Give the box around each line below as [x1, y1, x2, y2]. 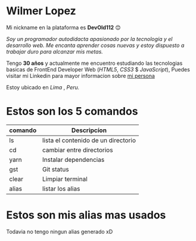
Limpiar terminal [42, 174, 88, 183]
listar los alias [42, 184, 80, 193]
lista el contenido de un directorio [42, 136, 136, 144]
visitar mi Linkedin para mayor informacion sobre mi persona [6, 72, 155, 79]
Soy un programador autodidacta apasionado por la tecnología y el [6, 35, 173, 42]
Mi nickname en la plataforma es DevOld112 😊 [6, 24, 121, 31]
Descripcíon [71, 126, 107, 134]
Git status [42, 165, 70, 173]
